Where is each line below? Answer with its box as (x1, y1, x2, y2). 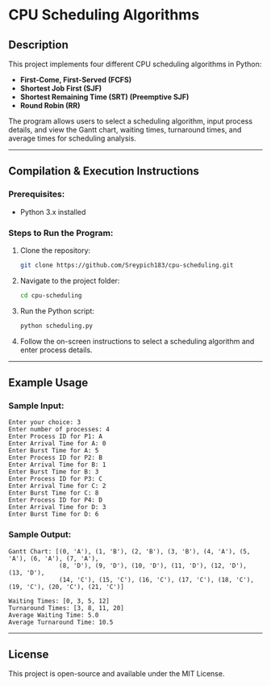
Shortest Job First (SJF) (19, 83, 102, 93)
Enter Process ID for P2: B (8, 454, 103, 462)
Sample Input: (8, 400, 65, 411)
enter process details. (19, 345, 93, 355)
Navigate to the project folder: (19, 276, 120, 285)
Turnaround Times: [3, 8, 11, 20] (8, 604, 125, 612)
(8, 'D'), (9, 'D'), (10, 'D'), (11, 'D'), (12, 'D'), (59, 562, 248, 570)
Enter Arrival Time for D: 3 (8, 503, 106, 511)
